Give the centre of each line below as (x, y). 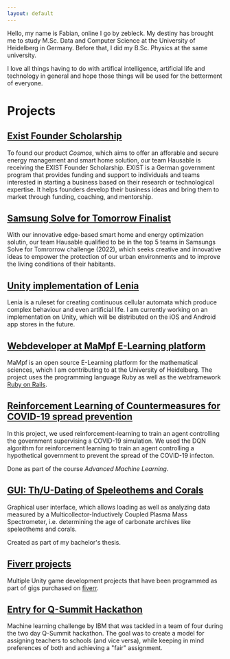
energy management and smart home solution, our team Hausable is (104, 160)
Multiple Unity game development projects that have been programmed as (112, 580)
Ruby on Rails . (27, 385)
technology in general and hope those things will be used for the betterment (115, 76)
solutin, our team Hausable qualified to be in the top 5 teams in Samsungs (112, 242)
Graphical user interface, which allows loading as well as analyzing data (109, 507)
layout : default (30, 13)
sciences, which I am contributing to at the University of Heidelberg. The (110, 370)
